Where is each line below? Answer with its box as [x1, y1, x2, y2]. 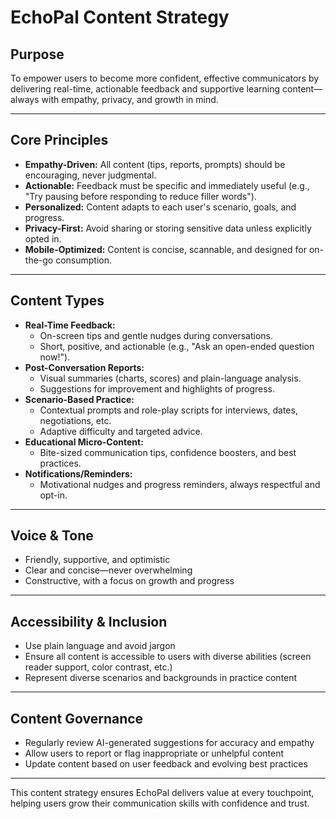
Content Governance [10, 710, 144, 727]
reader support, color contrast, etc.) [24, 661, 173, 673]
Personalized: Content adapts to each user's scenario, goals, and [24, 201, 297, 213]
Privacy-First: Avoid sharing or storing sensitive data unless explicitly [24, 222, 312, 234]
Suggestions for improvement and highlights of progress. [39, 382, 275, 395]
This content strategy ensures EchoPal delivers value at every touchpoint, [10, 787, 315, 799]
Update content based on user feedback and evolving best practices [24, 758, 308, 770]
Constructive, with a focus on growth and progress [24, 575, 235, 587]
